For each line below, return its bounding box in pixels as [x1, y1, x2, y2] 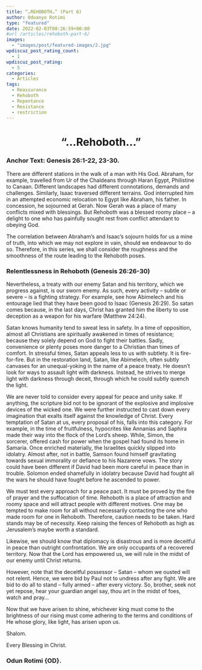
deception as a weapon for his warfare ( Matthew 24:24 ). [6, 313, 146, 320]
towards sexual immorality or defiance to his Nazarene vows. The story [6, 457, 183, 464]
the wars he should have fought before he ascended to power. [6, 476, 161, 483]
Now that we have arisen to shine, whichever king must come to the [6, 606, 174, 613]
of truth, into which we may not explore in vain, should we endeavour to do [6, 239, 192, 246]
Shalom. [6, 630, 27, 637]
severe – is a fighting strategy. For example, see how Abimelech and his [6, 294, 184, 301]
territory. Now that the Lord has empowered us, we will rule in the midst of [6, 551, 191, 558]
